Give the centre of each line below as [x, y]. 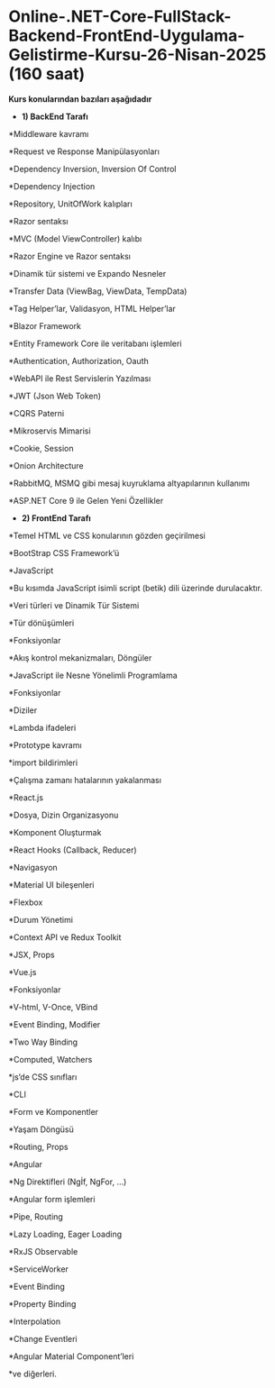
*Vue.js [23, 972]
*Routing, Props [38, 1146]
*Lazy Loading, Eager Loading [65, 1234]
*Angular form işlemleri [52, 1199]
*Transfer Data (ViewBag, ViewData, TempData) [98, 291]
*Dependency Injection [52, 186]
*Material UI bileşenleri [51, 884]
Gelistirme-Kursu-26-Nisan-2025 [137, 55]
